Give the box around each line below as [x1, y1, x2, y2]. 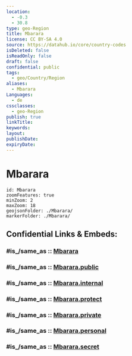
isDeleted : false [6, 48, 49, 54]
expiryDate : [6, 141, 36, 148]
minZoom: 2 [6, 197, 33, 203]
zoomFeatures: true [6, 192, 55, 198]
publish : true [6, 114, 42, 120]
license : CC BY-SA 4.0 [6, 36, 62, 42]
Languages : [6, 92, 33, 98]
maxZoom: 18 [6, 202, 36, 208]
